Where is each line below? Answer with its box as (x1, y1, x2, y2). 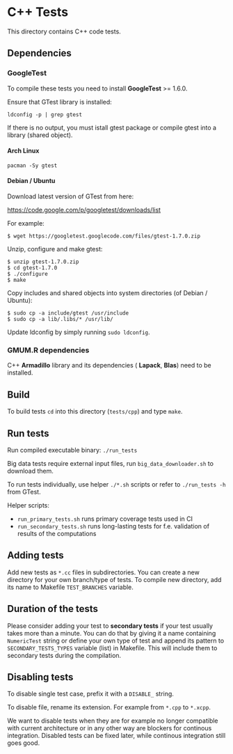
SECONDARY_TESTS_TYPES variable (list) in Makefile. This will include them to (7, 643, 218, 652)
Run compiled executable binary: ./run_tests (7, 446, 138, 454)
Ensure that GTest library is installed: (7, 97, 113, 106)
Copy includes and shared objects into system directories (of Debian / (7, 289, 208, 297)
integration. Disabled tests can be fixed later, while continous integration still (7, 732, 226, 740)
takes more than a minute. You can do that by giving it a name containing (7, 629, 216, 637)
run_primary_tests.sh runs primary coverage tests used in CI (17, 515, 193, 523)
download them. (7, 466, 54, 475)
